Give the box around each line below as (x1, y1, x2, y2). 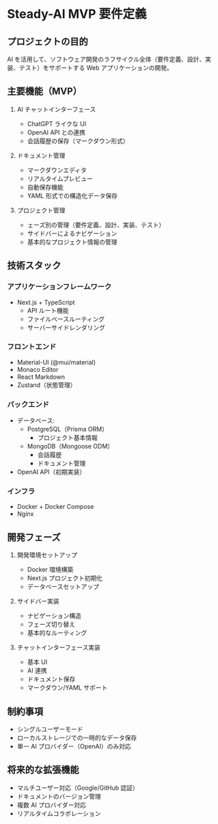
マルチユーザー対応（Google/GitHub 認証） (16, 784, 139, 792)
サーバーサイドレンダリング (27, 323, 106, 332)
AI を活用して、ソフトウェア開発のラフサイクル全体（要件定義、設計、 (7, 55, 206, 63)
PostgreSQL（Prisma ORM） (27, 425, 108, 434)
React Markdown (16, 373, 66, 381)
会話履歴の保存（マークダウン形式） (27, 136, 130, 145)
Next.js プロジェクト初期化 (27, 574, 103, 582)
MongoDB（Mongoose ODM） (27, 442, 114, 451)
